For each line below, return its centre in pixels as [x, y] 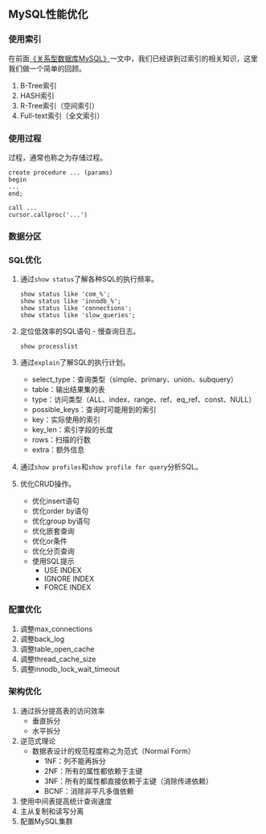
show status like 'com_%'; [65, 294]
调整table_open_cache [57, 648]
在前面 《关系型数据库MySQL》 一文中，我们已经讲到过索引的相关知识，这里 [133, 58]
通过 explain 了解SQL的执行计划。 [75, 362]
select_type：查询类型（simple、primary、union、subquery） [135, 379]
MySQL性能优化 [48, 14]
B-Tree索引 [38, 85]
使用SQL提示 [53, 562]
